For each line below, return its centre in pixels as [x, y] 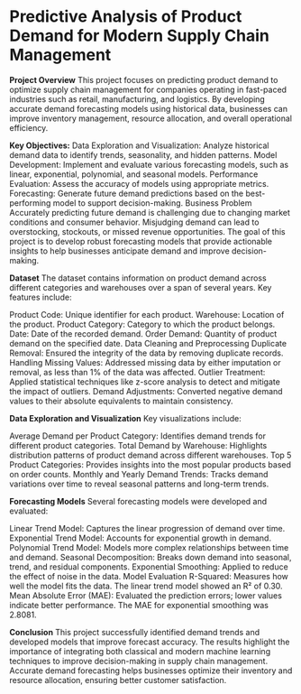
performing [30, 203]
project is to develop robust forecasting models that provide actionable [141, 241]
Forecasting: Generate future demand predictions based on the [127, 193]
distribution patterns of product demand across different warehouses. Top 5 [150, 455]
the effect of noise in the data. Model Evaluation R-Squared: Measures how [149, 576]
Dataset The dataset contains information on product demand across [138, 278]
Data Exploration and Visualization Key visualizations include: [125, 418]
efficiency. [29, 127]
